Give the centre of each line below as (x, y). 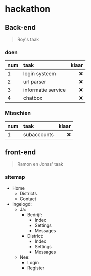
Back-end (21, 27)
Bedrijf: (35, 215)
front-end (21, 152)
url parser (35, 82)
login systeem (40, 74)
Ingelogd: (22, 204)
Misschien (18, 113)
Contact (28, 199)
